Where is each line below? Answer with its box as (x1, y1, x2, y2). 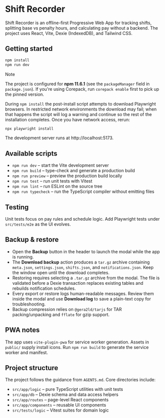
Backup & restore (5, 235, 59, 244)
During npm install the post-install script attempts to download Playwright (5, 101, 156, 107)
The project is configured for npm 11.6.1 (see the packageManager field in (5, 80, 150, 87)
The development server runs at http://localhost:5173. (5, 135, 114, 141)
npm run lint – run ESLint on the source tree (12, 184, 103, 190)
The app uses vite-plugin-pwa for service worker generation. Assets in (5, 339, 149, 345)
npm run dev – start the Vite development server (12, 162, 109, 168)
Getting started (5, 44, 53, 53)
